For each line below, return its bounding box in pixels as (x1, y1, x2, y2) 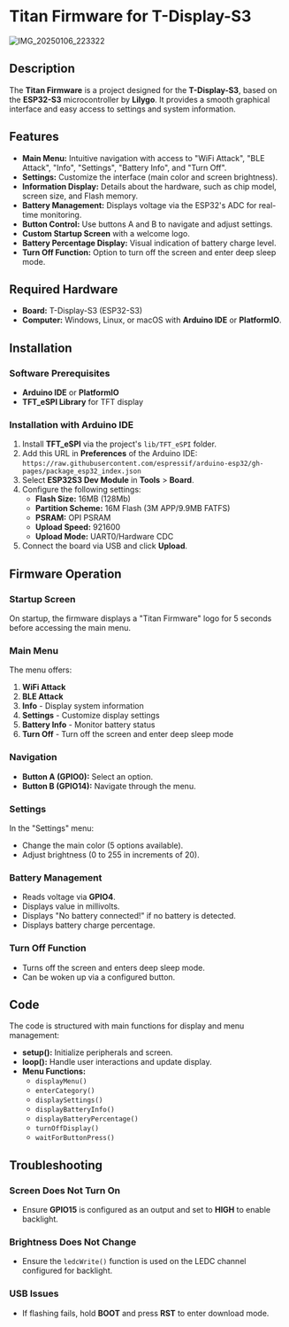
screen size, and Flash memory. (21, 190, 139, 201)
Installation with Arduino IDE (9, 418, 134, 431)
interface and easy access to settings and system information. (9, 104, 236, 114)
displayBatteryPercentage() (34, 1114, 139, 1124)
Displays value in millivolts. (21, 901, 120, 912)
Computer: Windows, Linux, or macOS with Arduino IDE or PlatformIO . (21, 314, 282, 325)
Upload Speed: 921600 (34, 522, 121, 532)
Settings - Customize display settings (21, 710, 161, 721)
